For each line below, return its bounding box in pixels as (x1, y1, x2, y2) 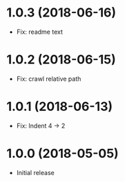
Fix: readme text (16, 28, 63, 36)
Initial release (16, 168, 55, 176)
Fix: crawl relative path (16, 74, 81, 83)
